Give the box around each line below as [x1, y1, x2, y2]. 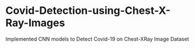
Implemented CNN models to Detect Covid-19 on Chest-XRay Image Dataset [5, 35, 189, 42]
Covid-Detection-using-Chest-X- [5, 4, 170, 17]
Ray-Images [5, 16, 65, 29]
